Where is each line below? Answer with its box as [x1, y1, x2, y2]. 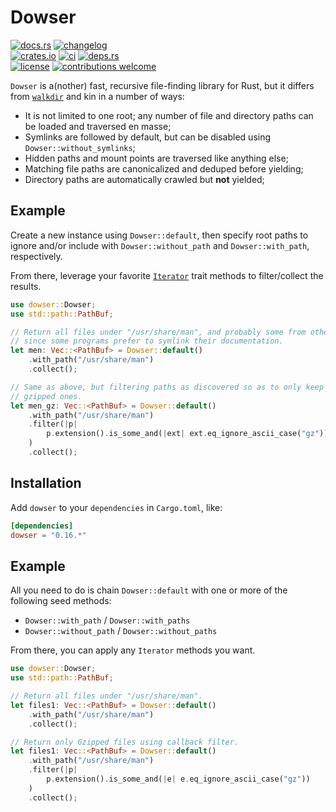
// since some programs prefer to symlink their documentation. [10, 336, 284, 346]
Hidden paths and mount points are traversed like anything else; [24, 152, 289, 164]
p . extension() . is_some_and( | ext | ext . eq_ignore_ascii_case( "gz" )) [46, 429, 329, 439]
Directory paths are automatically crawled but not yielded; [24, 173, 265, 185]
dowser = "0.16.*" [10, 530, 87, 540]
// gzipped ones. [10, 391, 83, 401]
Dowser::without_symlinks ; [24, 141, 136, 153]
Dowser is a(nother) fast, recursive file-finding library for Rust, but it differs [10, 79, 315, 91]
